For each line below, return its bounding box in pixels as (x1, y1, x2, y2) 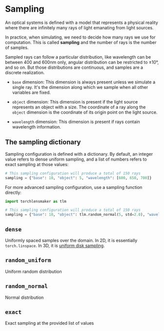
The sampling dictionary (5, 138, 81, 146)
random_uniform (5, 257, 51, 264)
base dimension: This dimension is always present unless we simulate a (12, 79, 156, 85)
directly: (5, 189, 22, 195)
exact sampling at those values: (5, 161, 69, 167)
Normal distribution (5, 294, 44, 300)
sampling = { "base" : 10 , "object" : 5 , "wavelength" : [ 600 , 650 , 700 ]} (5, 175, 152, 180)
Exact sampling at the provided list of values (5, 320, 94, 326)
